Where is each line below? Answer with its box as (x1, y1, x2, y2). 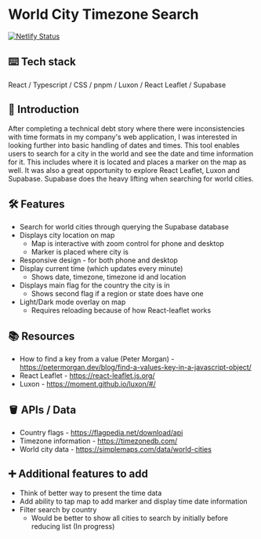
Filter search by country (19, 504, 97, 514)
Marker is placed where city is (31, 247, 129, 257)
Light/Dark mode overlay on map (19, 297, 126, 307)
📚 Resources (8, 329, 75, 343)
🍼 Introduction (8, 103, 80, 116)
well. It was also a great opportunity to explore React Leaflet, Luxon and (8, 165, 241, 174)
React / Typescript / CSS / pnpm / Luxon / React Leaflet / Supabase (8, 80, 227, 90)
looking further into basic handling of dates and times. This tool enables (8, 140, 241, 150)
